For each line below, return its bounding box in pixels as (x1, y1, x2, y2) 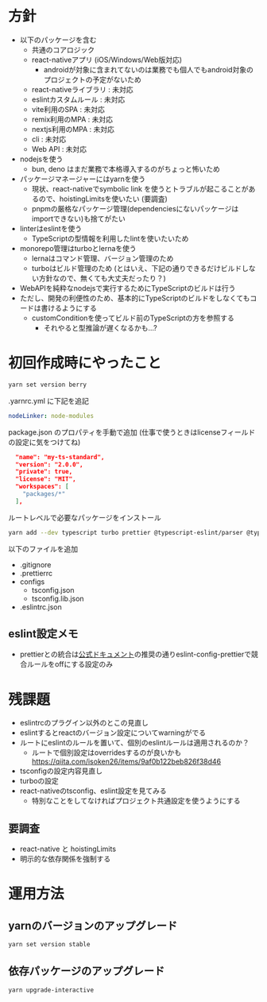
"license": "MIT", (15, 475, 77, 483)
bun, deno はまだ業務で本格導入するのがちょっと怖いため (31, 164, 221, 173)
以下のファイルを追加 (8, 544, 78, 553)
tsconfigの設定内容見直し (19, 766, 103, 776)
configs (19, 577, 45, 586)
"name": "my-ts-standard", (15, 453, 105, 461)
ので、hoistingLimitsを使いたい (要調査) (38, 194, 168, 203)
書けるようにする (41, 303, 97, 312)
